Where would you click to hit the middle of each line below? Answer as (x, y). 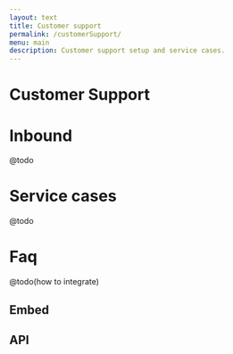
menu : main (29, 42)
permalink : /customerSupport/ (66, 34)
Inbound (41, 136)
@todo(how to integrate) (54, 282)
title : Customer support (55, 26)
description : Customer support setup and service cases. (117, 51)
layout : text (33, 17)
